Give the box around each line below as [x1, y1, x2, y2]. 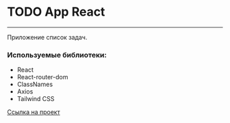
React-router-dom [16, 73, 68, 81]
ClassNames [16, 80, 53, 89]
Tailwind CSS [16, 95, 55, 103]
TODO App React [7, 4, 105, 20]
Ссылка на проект [7, 108, 60, 116]
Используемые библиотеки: [7, 50, 107, 59]
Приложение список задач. [7, 33, 88, 41]
